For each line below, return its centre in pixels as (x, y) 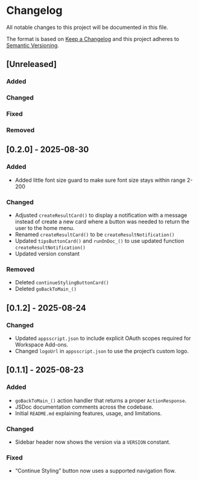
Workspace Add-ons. (41, 344)
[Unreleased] (32, 64)
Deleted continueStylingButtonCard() (62, 283)
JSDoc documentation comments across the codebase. (84, 407)
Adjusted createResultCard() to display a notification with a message (101, 215)
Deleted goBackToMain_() (46, 289)
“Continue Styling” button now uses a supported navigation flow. (95, 471)
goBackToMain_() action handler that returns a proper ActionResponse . (101, 400)
